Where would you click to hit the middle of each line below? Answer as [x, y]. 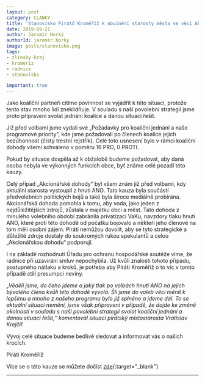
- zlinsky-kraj [26, 57]
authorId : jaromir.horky [38, 40]
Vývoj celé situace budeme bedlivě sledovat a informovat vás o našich [95, 336]
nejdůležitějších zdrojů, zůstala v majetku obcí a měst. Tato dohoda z [93, 210]
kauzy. [15, 172]
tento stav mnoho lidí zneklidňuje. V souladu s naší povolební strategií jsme [101, 109]
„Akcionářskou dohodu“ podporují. [50, 243]
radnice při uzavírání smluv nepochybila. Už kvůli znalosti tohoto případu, [99, 261]
